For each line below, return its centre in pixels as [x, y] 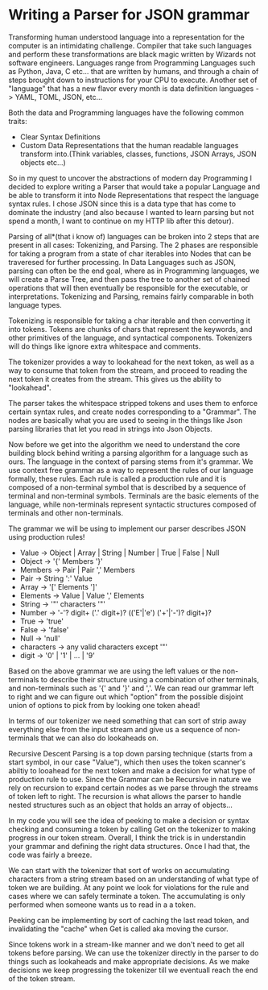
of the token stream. [42, 978]
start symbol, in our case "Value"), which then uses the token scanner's [127, 762]
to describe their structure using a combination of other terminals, [150, 679]
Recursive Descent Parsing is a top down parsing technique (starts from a [131, 753]
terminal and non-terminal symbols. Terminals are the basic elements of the [134, 495]
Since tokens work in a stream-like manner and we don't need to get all [126, 944]
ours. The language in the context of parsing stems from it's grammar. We [131, 462]
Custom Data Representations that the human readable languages [129, 145]
